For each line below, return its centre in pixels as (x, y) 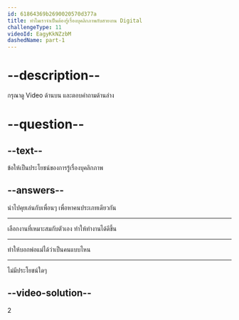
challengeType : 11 (34, 27)
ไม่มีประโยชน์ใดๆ (27, 270)
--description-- (54, 76)
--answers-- (36, 190)
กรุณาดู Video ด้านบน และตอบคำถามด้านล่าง (61, 95)
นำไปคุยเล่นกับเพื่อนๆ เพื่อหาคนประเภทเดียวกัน (62, 208)
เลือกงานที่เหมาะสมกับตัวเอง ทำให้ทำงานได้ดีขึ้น (62, 228)
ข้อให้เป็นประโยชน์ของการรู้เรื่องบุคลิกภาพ (55, 168)
